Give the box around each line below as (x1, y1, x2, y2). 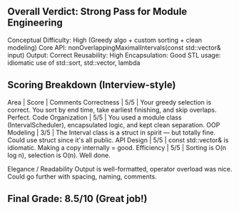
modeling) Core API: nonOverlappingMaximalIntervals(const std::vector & (7, 43, 221, 52)
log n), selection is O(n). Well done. (7, 151, 111, 159)
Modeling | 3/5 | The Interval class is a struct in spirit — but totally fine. (7, 128, 216, 137)
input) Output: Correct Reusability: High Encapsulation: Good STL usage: (7, 51, 221, 59)
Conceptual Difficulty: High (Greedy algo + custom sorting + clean (7, 36, 203, 44)
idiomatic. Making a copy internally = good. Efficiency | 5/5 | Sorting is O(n (7, 143, 227, 152)
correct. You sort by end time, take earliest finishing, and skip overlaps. (7, 105, 217, 114)
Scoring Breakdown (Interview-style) (7, 79, 176, 91)
